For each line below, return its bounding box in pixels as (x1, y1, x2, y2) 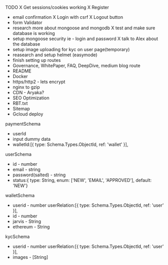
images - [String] (12, 254, 49, 260)
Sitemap (12, 106, 30, 111)
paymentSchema (5, 121, 41, 127)
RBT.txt (12, 100, 28, 106)
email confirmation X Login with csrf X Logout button (12, 14, 123, 20)
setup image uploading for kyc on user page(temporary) (12, 47, 130, 52)
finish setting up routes (12, 57, 61, 63)
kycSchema (5, 234, 30, 240)
